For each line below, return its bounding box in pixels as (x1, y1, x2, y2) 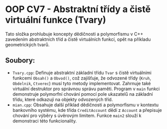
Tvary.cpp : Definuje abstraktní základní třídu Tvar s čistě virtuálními (12, 70, 152, 76)
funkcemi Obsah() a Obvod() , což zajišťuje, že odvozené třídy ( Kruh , (12, 75, 151, 81)
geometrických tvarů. (5, 41, 50, 47)
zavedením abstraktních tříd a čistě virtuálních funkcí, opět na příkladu (5, 36, 151, 42)
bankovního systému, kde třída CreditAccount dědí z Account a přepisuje (12, 107, 162, 113)
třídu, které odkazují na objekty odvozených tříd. (12, 96, 113, 102)
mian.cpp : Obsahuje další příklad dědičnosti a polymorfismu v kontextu (12, 102, 159, 108)
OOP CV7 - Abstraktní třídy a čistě (5, 4, 151, 15)
